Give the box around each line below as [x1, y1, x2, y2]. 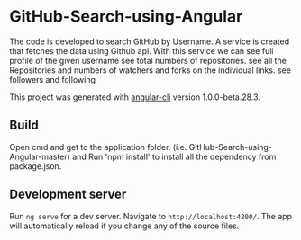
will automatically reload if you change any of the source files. [9, 220, 240, 231]
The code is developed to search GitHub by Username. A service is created [9, 36, 290, 47]
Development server [9, 187, 127, 202]
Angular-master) [9, 151, 70, 162]
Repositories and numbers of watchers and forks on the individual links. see [9, 65, 291, 76]
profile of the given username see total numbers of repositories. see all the [9, 55, 287, 66]
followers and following [9, 74, 96, 84]
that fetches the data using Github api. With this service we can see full [9, 45, 274, 56]
